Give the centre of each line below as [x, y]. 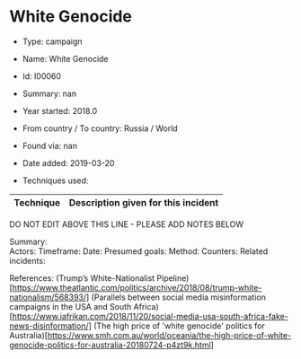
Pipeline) [173, 278]
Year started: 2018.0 [60, 110]
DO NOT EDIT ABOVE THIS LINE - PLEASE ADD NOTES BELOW [127, 224]
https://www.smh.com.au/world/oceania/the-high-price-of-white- [169, 335]
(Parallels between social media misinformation [179, 297]
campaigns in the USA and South [71, 306]
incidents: [27, 260]
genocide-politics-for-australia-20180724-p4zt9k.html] [111, 345]
